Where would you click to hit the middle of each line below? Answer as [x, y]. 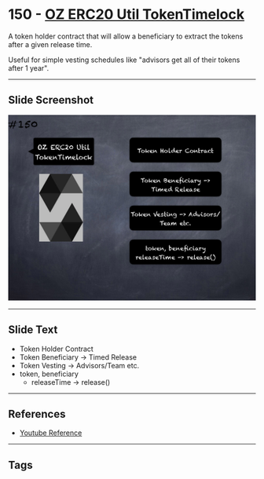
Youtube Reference [51, 433]
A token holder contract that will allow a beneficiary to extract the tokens [126, 36]
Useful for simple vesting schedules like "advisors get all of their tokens [124, 60]
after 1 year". [29, 68]
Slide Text [33, 330]
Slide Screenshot [51, 100]
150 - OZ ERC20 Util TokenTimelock [126, 15]
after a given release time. [50, 44]
